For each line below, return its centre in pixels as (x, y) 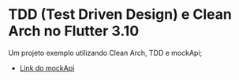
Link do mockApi (47, 67)
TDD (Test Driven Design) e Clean (120, 15)
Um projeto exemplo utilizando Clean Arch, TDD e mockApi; (105, 53)
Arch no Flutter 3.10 (74, 31)
